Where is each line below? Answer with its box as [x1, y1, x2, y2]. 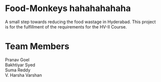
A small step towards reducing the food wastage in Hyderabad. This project [5, 19, 156, 25]
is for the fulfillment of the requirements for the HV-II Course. [5, 24, 127, 29]
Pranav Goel [5, 56, 30, 63]
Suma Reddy [5, 67, 31, 73]
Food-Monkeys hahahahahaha [5, 3, 131, 14]
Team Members [5, 41, 69, 52]
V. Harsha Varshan [5, 72, 42, 78]
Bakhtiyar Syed [5, 62, 35, 68]
